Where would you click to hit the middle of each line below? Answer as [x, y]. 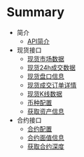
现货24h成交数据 [51, 67]
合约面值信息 [45, 137]
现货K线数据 [44, 94]
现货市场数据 [45, 59]
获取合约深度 [45, 146]
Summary [35, 12]
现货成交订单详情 [52, 85]
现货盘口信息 [45, 76]
